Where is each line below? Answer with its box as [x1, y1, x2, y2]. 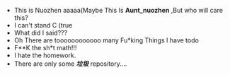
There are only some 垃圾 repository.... [13, 59, 127, 68]
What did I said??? [13, 28, 68, 37]
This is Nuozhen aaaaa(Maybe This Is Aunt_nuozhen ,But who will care [13, 6, 223, 14]
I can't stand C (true [13, 21, 73, 29]
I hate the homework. [13, 51, 76, 59]
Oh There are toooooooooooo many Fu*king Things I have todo [13, 36, 200, 45]
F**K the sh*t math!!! [13, 44, 77, 52]
